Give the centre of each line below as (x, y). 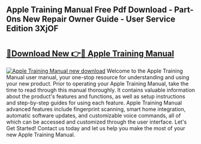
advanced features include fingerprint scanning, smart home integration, (96, 109)
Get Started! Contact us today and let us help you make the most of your (96, 128)
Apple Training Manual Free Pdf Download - (89, 10)
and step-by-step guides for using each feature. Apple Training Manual (94, 103)
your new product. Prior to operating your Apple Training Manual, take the (97, 84)
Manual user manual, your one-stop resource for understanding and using (98, 77)
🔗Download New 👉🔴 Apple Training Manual (90, 53)
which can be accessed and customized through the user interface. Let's (97, 122)
